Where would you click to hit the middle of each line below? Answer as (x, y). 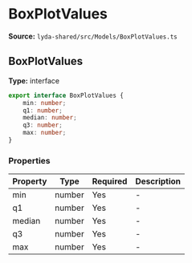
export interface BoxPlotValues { (66, 95)
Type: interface (34, 80)
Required (110, 181)
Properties (29, 160)
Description (158, 181)
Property (30, 181)
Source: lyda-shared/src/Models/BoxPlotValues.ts (93, 36)
